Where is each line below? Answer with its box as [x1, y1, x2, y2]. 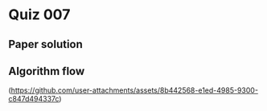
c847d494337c [8, 94, 60, 104]
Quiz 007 [8, 6, 71, 24]
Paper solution [8, 38, 83, 51]
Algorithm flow [8, 64, 85, 77]
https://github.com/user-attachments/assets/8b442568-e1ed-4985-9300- [10, 85, 259, 95]
